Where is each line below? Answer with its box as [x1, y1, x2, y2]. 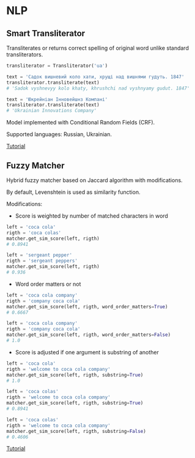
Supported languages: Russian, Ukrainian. [6, 131, 112, 138]
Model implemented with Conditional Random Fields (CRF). [6, 119, 155, 126]
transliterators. [6, 51, 43, 58]
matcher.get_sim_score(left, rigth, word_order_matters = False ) [6, 332, 171, 338]
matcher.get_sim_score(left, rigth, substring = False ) [6, 428, 147, 434]
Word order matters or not [15, 280, 81, 288]
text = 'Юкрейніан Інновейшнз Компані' [6, 96, 108, 102]
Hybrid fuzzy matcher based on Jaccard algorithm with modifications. [6, 176, 183, 184]
